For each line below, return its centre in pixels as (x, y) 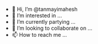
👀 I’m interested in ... (37, 15)
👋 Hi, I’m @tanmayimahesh (45, 9)
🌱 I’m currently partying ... (44, 22)
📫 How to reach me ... (39, 35)
